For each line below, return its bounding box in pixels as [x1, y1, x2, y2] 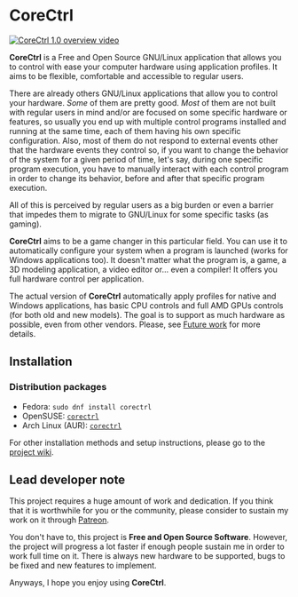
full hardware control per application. [9, 273, 145, 284]
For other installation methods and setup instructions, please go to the [9, 437, 266, 448]
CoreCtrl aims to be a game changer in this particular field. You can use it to [9, 235, 288, 246]
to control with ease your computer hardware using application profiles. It [9, 61, 278, 72]
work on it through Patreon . [9, 514, 109, 525]
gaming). [9, 219, 43, 229]
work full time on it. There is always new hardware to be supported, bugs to [9, 551, 286, 561]
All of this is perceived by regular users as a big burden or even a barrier [9, 199, 274, 210]
